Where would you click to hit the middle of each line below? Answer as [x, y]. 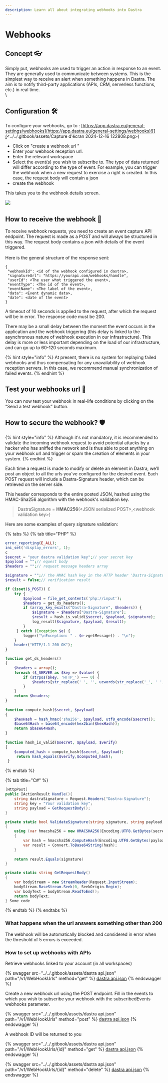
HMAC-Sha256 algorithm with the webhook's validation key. [67, 499]
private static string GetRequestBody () [48, 873]
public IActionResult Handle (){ [39, 794]
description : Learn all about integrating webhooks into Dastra [73, 10]
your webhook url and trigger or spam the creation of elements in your [78, 453]
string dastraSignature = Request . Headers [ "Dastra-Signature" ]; [82, 799]
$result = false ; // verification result [48, 580]
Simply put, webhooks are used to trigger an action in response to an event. [83, 68]
